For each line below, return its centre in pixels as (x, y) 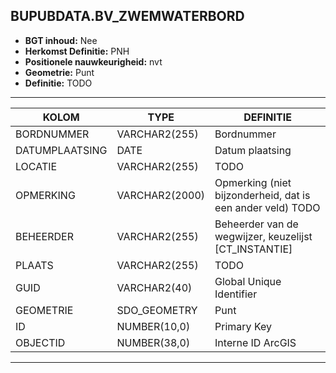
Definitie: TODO (58, 83)
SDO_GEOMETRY (157, 310)
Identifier (236, 294)
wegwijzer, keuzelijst (263, 236)
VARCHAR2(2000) (161, 195)
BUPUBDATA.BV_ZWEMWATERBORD (127, 16)
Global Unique (248, 281)
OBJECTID (40, 342)
